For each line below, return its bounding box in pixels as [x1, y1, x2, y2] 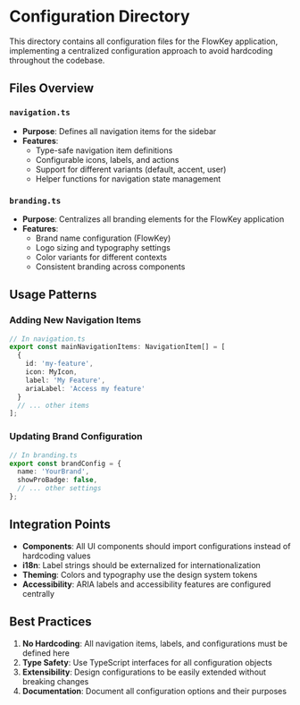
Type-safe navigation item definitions [35, 145, 173, 156]
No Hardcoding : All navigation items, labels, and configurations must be [21, 638, 288, 649]
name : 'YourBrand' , [17, 467, 90, 476]
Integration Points [9, 517, 112, 532]
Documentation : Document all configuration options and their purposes [21, 685, 287, 696]
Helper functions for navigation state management [35, 173, 221, 184]
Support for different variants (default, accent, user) [35, 164, 227, 174]
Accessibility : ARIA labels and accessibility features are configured [21, 579, 271, 590]
